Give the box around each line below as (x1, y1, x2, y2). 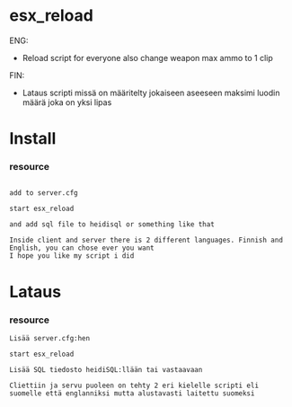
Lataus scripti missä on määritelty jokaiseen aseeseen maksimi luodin (22, 87, 280, 98)
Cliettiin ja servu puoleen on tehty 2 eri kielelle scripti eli (9, 381, 259, 390)
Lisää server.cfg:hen (9, 333, 91, 342)
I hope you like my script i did (9, 252, 135, 261)
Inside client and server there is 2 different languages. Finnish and (9, 235, 283, 245)
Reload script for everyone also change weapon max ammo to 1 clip (22, 52, 273, 63)
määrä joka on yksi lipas (22, 96, 112, 108)
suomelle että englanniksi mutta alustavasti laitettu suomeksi (9, 388, 255, 398)
